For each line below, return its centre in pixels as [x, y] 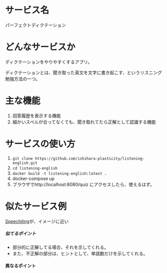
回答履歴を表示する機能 [36, 115]
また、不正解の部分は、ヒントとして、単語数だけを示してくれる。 [80, 253]
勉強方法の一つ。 [23, 78]
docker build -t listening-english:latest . [59, 173]
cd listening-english [35, 168]
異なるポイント [20, 266]
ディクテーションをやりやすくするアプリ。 [49, 62]
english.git [25, 163]
